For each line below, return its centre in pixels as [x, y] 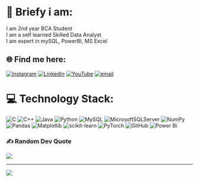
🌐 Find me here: [36, 59]
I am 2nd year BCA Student [39, 28]
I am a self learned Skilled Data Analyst [54, 34]
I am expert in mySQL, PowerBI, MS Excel [57, 41]
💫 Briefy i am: [39, 12]
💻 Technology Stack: [60, 98]
